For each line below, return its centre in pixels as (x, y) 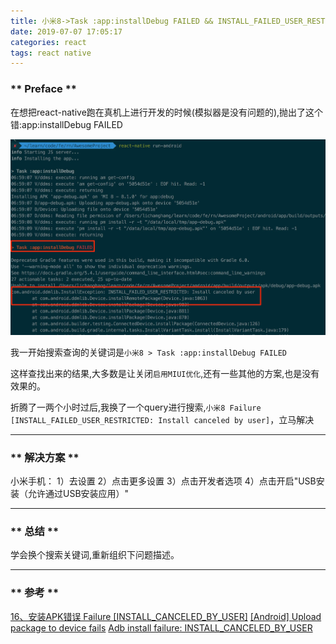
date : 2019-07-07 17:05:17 (66, 31)
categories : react (48, 42)
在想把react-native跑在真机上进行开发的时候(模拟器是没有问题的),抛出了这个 (167, 112)
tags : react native (51, 53)
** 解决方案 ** (45, 457)
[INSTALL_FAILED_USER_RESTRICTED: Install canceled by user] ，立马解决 (162, 419)
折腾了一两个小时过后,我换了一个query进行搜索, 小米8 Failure (136, 407)
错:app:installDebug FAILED (66, 124)
